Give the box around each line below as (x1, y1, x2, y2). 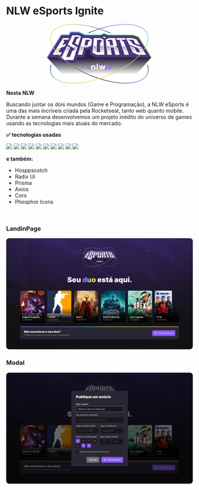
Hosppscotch (14, 166, 48, 174)
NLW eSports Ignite (6, 4, 104, 18)
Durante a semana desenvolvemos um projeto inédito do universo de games (6, 113, 192, 120)
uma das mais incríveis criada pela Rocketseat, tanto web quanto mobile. (6, 107, 184, 114)
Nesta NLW (6, 89, 35, 96)
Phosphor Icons (14, 198, 54, 205)
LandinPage (6, 224, 41, 232)
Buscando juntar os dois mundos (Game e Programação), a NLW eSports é (6, 101, 190, 108)
